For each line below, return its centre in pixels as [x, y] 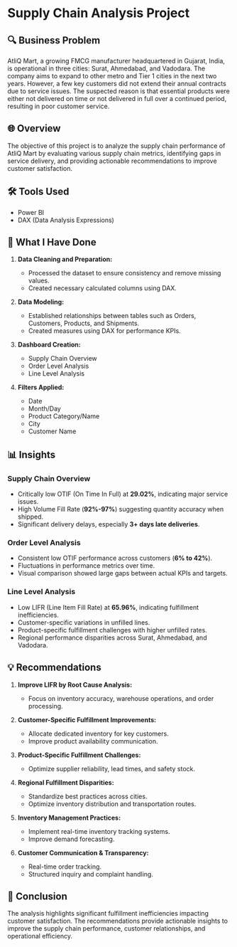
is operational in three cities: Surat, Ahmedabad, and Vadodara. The [106, 68]
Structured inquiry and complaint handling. [91, 874]
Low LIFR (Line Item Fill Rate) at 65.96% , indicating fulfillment [108, 607]
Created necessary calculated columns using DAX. [103, 288]
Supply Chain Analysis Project [99, 13]
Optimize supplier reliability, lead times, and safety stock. [111, 768]
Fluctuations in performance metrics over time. [86, 566]
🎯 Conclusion [37, 896]
